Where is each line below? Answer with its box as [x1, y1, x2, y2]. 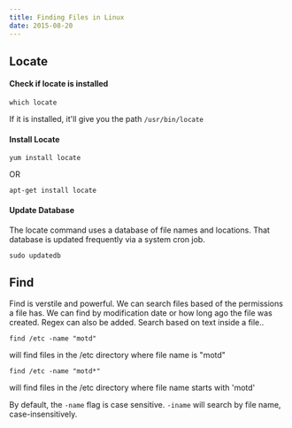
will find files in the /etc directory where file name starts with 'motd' [9, 382, 256, 394]
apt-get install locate [9, 187, 97, 195]
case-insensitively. [9, 409, 78, 420]
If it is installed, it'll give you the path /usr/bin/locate [9, 114, 204, 125]
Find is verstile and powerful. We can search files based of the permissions [9, 298, 283, 310]
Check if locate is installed [9, 79, 109, 89]
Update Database [9, 204, 75, 215]
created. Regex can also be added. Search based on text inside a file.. [9, 317, 265, 328]
